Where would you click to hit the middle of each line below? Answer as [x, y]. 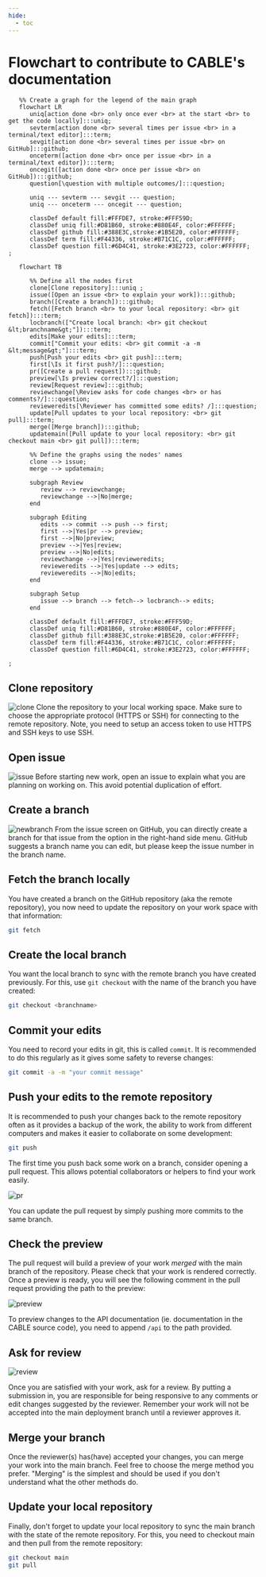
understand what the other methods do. [73, 1482]
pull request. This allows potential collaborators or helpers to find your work [132, 1171]
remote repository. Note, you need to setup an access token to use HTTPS [130, 724]
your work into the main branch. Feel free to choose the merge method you [131, 1465]
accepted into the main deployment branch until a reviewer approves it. [125, 1412]
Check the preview [56, 1244]
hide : [17, 15]
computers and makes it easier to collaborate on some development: [120, 1133]
